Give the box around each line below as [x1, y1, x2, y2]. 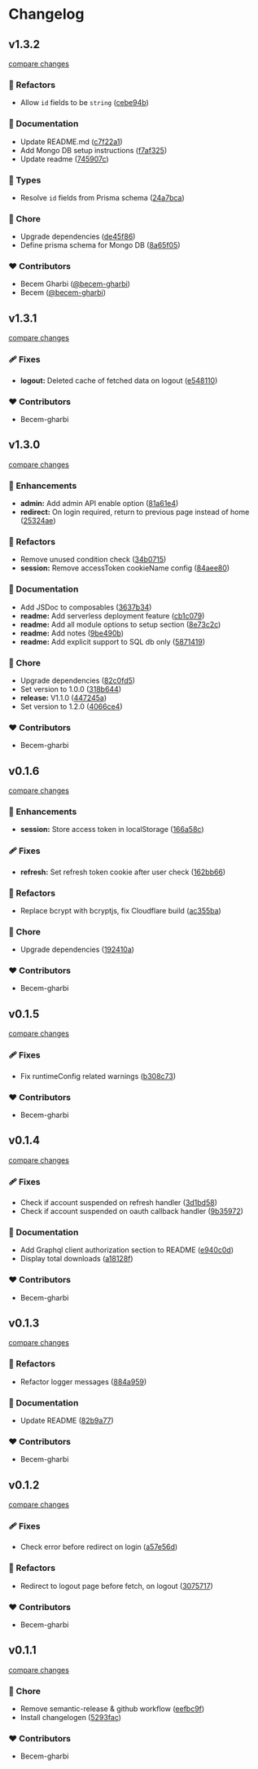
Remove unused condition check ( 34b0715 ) [20, 555, 167, 565]
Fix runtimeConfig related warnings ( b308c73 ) [20, 1071, 177, 1080]
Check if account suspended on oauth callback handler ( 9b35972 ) [20, 1207, 244, 1216]
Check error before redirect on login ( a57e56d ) [20, 1542, 178, 1552]
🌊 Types [8, 174, 42, 186]
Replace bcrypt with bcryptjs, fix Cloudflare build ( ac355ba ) [20, 905, 221, 915]
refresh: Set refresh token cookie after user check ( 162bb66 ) [20, 867, 226, 877]
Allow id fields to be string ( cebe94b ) [20, 98, 149, 108]
